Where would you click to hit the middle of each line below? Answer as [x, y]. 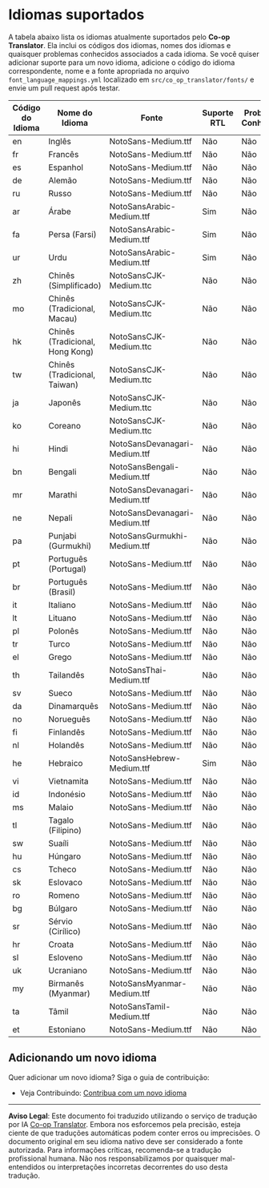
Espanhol [66, 167]
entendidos [27, 1166]
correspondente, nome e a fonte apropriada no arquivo [99, 70]
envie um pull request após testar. [64, 88]
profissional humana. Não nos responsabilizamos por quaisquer [113, 1158]
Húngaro [65, 856]
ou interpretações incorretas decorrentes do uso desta [137, 1166]
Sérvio [61, 921]
